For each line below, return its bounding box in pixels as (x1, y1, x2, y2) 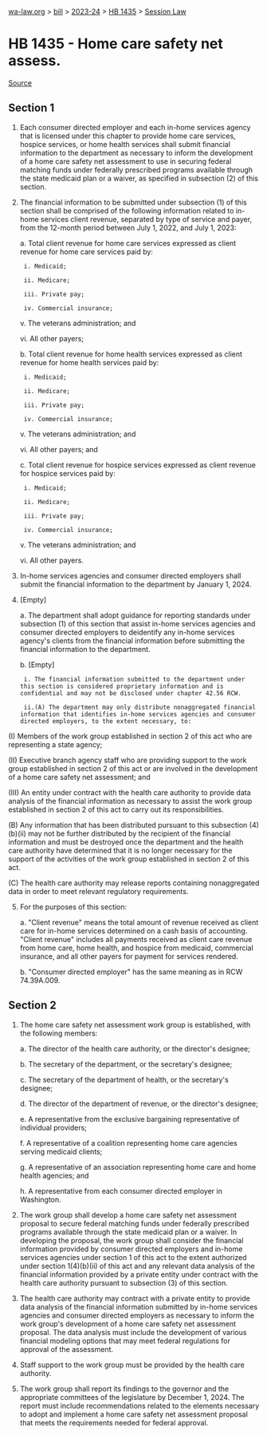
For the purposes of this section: (19, 902, 128, 912)
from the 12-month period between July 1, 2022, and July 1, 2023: (19, 223, 237, 233)
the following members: (19, 1028, 98, 1038)
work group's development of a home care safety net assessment (19, 1318, 237, 1329)
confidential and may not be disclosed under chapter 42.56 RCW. (19, 689, 241, 698)
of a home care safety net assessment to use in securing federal (19, 156, 232, 166)
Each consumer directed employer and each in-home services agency (19, 122, 251, 132)
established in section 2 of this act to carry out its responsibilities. (8, 805, 225, 814)
